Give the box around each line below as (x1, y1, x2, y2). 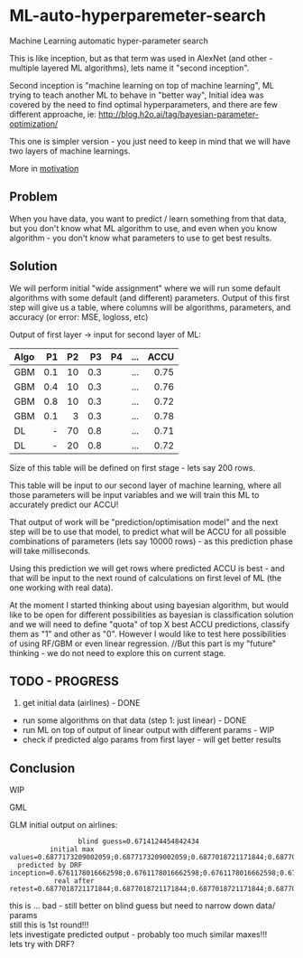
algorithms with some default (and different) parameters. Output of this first (9, 292, 290, 303)
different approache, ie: (9, 108, 96, 119)
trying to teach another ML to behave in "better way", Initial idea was (9, 89, 264, 100)
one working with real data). (9, 582, 114, 593)
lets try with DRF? (9, 939, 75, 950)
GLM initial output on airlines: (9, 820, 118, 831)
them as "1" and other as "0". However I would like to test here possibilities (9, 628, 287, 639)
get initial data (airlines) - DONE (22, 698, 141, 709)
